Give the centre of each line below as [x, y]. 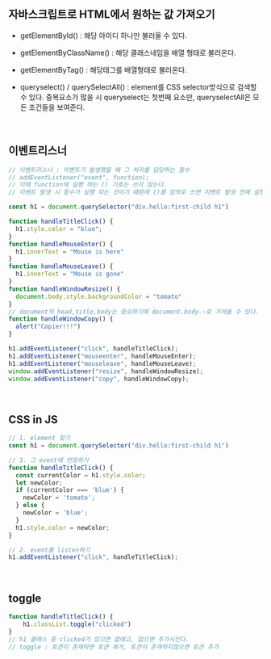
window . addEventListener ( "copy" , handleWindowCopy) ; [99, 379]
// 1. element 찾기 [40, 439]
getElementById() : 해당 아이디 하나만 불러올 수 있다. [103, 36]
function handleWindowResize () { [65, 289]
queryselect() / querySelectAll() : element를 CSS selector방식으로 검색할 [138, 86]
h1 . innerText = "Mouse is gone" [70, 274]
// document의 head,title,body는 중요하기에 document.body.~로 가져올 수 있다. [134, 312]
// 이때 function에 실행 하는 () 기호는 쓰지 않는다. [88, 185]
